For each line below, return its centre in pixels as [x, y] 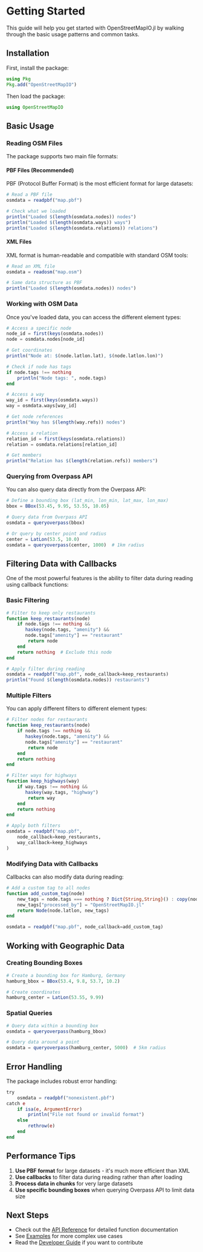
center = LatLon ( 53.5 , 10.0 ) [43, 539]
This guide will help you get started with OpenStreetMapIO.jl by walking [95, 28]
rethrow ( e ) [42, 1126]
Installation [28, 53]
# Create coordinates [34, 992]
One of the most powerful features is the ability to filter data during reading [100, 578]
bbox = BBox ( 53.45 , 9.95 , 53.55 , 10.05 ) [58, 506]
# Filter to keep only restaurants [51, 613]
